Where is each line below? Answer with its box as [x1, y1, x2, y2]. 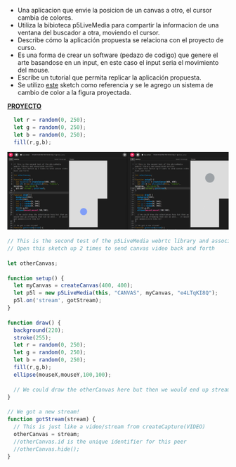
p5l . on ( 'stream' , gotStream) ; [13, 297, 102, 304]
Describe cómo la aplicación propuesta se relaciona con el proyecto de [17, 36, 224, 44]
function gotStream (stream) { [7, 416, 96, 423]
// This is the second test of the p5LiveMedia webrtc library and [7, 237, 209, 245]
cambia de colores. [17, 13, 74, 22]
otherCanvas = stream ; [13, 430, 80, 437]
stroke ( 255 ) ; [13, 334, 52, 341]
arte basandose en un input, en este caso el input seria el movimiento [17, 58, 219, 66]
